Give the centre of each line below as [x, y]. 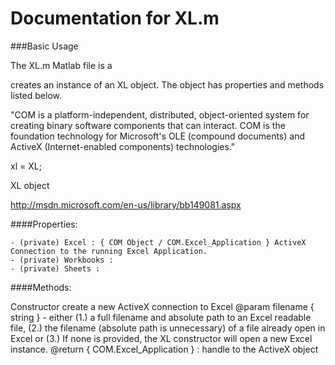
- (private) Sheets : [55, 268]
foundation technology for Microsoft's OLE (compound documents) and [158, 136]
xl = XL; [26, 166]
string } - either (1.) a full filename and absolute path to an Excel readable [161, 317]
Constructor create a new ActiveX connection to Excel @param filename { [162, 306]
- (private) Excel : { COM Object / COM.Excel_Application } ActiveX [158, 242]
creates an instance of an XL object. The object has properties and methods [167, 84]
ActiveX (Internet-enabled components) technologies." [123, 146]
